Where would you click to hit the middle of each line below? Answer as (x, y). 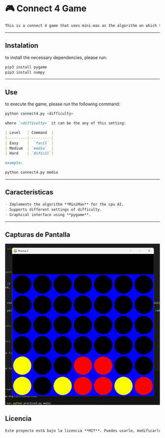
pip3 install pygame (26, 67)
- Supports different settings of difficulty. (54, 209)
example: (14, 163)
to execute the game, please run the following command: (63, 104)
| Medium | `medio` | (29, 148)
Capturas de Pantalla (38, 235)
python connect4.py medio (31, 172)
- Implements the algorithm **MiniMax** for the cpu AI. (65, 204)
